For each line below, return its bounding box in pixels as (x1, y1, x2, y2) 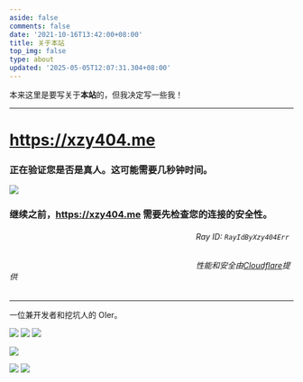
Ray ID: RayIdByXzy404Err (195, 231, 290, 241)
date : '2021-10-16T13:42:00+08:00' (9, 30, 143, 39)
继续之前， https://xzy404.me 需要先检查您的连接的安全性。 (9, 208, 272, 221)
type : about (9, 55, 54, 64)
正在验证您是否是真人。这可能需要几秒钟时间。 (9, 163, 213, 176)
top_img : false (9, 47, 67, 56)
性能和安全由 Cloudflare (195, 260, 282, 271)
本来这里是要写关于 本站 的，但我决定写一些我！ (9, 89, 183, 100)
